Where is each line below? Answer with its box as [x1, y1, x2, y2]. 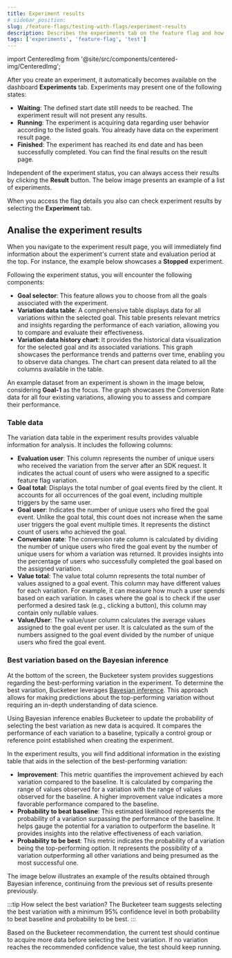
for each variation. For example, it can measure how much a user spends [17, 586, 225, 595]
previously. [7, 887, 39, 895]
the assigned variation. [17, 565, 83, 573]
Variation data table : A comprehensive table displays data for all [17, 306, 202, 314]
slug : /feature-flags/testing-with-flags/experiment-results [7, 23, 187, 30]
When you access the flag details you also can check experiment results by [7, 197, 222, 205]
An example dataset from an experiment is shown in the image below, [7, 378, 205, 386]
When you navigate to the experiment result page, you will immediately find [7, 242, 222, 251]
